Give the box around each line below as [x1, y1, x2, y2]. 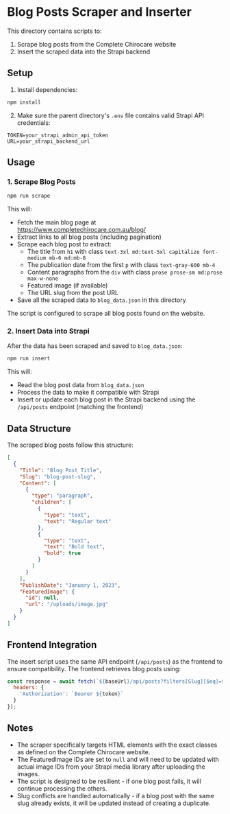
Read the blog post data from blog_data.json [16, 381, 144, 389]
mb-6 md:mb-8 [49, 255, 86, 261]
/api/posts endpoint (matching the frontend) [16, 403, 144, 411]
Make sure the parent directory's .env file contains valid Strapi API [16, 111, 204, 119]
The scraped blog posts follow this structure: [7, 441, 133, 450]
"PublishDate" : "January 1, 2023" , [19, 581, 121, 589]
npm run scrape [7, 193, 51, 200]
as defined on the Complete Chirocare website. [16, 747, 151, 756]
